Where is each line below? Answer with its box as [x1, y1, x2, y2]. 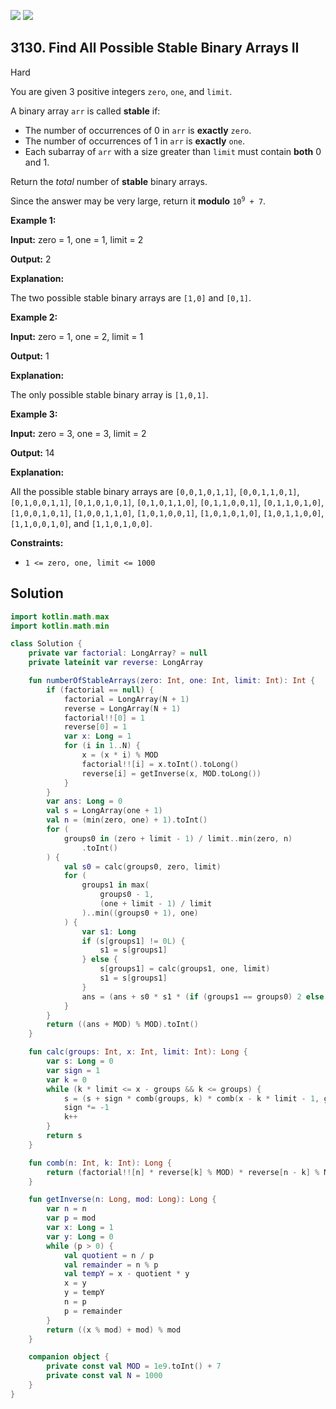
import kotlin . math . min [10, 621, 110, 631]
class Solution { [10, 639, 83, 649]
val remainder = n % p [63, 1260, 159, 1270]
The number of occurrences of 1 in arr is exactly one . [24, 135, 245, 147]
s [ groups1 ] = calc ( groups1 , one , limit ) [99, 964, 271, 974]
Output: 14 [10, 446, 55, 459]
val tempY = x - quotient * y [63, 1269, 190, 1279]
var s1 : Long [81, 926, 137, 937]
